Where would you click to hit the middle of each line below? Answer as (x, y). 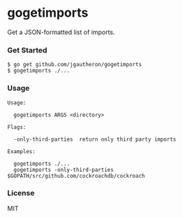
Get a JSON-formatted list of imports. (61, 32)
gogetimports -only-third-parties (64, 170)
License (21, 193)
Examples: (22, 151)
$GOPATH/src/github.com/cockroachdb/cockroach (76, 176)
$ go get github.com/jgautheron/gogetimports (74, 65)
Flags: (17, 127)
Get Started (27, 50)
